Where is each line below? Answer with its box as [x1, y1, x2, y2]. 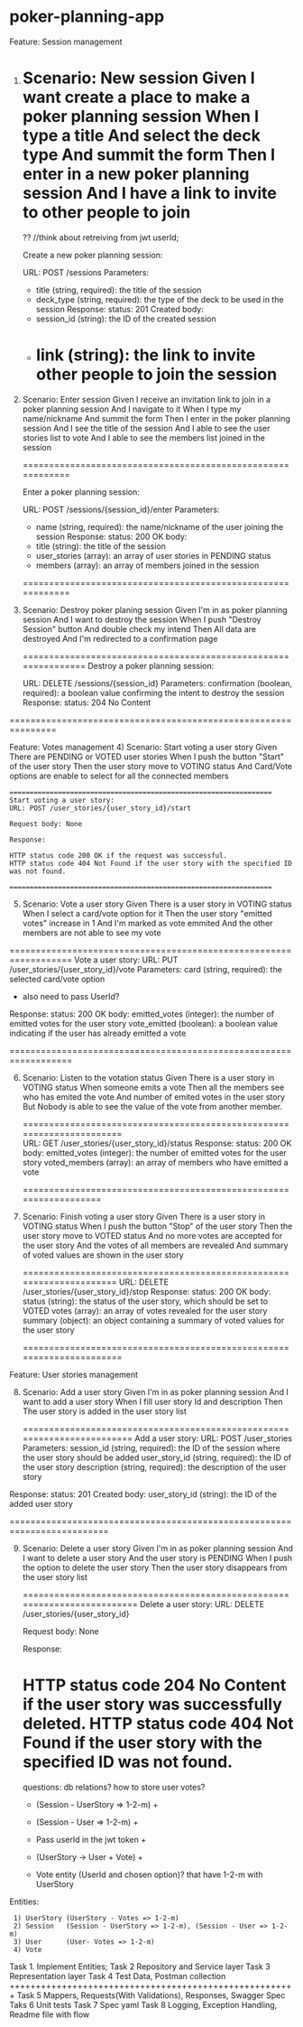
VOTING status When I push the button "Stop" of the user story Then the [22, 1221, 293, 1232]
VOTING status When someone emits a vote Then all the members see [22, 1082, 285, 1093]
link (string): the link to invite [35, 345, 256, 366]
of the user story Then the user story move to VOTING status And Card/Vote [9, 760, 293, 771]
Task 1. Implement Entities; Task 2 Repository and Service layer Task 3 [9, 1961, 271, 1972]
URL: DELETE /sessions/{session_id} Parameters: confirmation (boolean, [22, 677, 293, 688]
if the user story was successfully [22, 1695, 282, 1715]
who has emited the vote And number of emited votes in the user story [22, 1091, 286, 1102]
